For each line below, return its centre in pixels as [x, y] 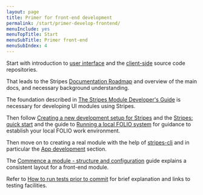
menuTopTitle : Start [32, 35]
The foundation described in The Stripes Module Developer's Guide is [93, 99]
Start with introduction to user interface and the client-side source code [96, 63]
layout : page [23, 12]
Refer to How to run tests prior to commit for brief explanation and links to [98, 179]
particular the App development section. [57, 149]
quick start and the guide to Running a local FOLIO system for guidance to [99, 124]
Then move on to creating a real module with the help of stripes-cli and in [98, 142]
